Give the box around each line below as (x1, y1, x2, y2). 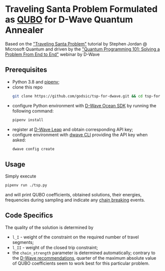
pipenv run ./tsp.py (5, 183, 48, 188)
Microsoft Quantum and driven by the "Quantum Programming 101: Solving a (5, 46, 160, 52)
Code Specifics (5, 211, 53, 220)
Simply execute (5, 173, 36, 179)
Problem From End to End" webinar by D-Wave (5, 51, 100, 57)
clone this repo (12, 84, 43, 90)
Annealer (5, 25, 44, 36)
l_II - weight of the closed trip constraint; (12, 244, 99, 250)
